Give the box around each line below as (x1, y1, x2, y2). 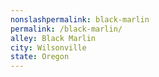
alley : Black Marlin (10, 33, 97, 43)
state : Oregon (10, 52, 70, 62)
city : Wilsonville (10, 42, 87, 53)
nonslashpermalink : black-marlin (10, 14, 150, 25)
